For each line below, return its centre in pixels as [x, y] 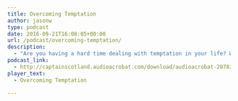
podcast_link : [28, 60]
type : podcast [28, 27]
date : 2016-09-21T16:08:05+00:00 [57, 34]
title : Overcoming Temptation [52, 14]
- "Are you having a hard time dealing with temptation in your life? [120, 54]
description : [27, 47]
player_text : [27, 73]
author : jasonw [30, 21]
